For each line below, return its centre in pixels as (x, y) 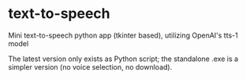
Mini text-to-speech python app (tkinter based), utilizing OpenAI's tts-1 (123, 35)
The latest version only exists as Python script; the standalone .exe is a (123, 59)
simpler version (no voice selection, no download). (90, 66)
